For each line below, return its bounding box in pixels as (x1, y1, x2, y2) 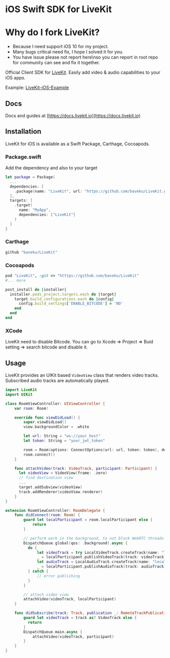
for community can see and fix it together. (12, 60, 100, 66)
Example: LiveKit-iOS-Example (5, 84, 69, 91)
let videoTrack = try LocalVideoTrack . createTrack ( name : (37, 550, 159, 555)
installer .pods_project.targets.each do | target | (10, 292, 116, 297)
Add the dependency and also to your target (5, 165, 98, 171)
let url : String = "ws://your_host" (23, 433, 101, 438)
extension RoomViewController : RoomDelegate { (5, 508, 105, 513)
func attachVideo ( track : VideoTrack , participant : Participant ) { (14, 466, 157, 471)
